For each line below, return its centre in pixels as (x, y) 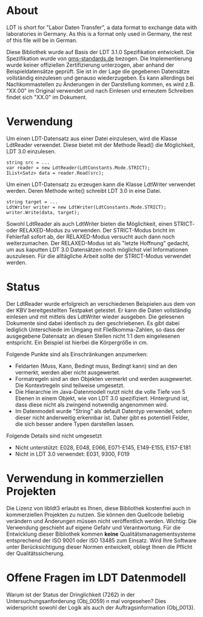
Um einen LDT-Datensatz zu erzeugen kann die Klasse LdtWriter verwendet (101, 184)
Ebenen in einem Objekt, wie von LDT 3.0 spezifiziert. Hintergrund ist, (102, 398)
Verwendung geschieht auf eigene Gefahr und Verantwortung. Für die (93, 527)
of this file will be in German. (42, 40)
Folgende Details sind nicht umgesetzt (54, 436)
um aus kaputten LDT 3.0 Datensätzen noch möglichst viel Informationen (97, 249)
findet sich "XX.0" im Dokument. (47, 97)
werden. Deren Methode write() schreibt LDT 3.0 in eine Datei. (84, 190)
